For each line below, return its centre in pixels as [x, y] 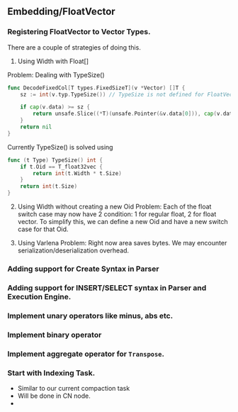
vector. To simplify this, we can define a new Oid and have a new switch [123, 222]
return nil [36, 127]
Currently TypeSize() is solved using [60, 147]
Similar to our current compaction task [74, 388]
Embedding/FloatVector [61, 12]
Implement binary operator [55, 335]
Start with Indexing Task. [51, 373]
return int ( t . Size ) [49, 186]
